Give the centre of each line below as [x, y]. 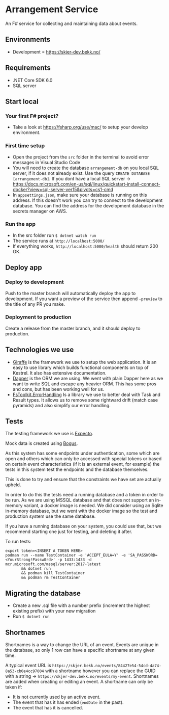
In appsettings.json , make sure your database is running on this [80, 195]
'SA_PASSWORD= [143, 555]
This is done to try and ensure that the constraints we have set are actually [83, 480]
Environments [28, 39]
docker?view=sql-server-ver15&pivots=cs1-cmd [63, 189]
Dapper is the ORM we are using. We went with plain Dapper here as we [88, 378]
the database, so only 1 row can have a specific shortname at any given [80, 650]
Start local [22, 101]
